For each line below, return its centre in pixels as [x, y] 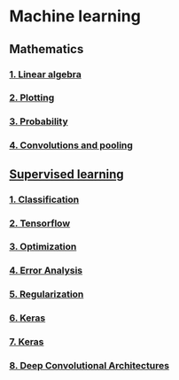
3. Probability [39, 121]
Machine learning [75, 16]
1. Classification [44, 199]
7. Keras [27, 342]
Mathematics [47, 49]
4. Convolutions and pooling [71, 145]
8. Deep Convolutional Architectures [89, 366]
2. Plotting [32, 97]
